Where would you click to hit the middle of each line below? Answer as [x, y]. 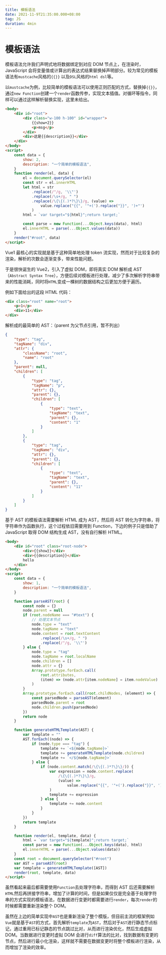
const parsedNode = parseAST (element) [71, 698]
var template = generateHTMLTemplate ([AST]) [61, 868]
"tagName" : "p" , [48, 385]
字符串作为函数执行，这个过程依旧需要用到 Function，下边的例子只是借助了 [82, 526]
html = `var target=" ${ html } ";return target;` [72, 215]
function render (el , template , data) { [55, 836]
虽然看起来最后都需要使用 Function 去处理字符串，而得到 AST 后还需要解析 [80, 887]
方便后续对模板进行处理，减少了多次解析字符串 [108, 275]
